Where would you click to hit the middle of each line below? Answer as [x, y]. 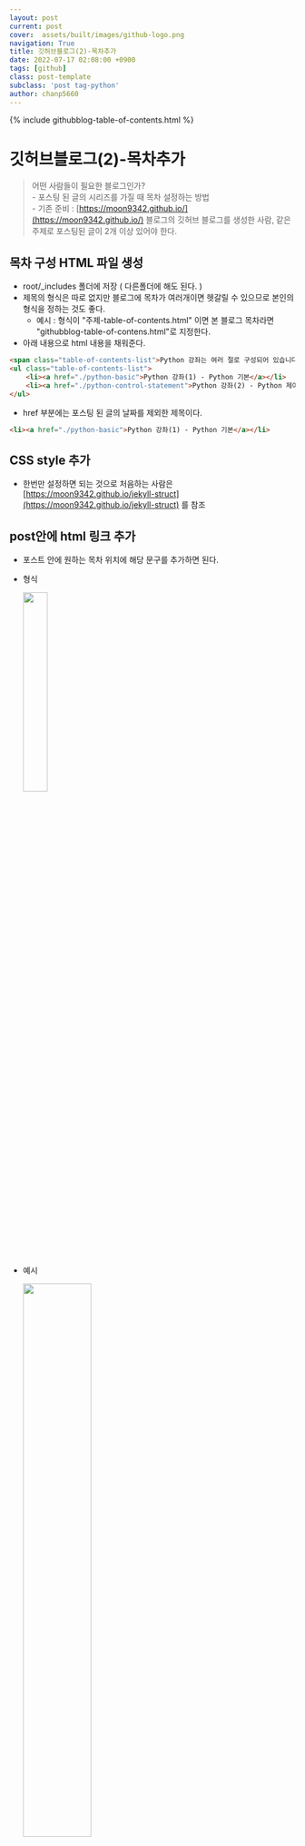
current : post [36, 26]
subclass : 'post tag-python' [64, 85]
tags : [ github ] [38, 69]
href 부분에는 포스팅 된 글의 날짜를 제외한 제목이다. [112, 412]
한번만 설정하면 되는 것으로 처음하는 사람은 [98, 484]
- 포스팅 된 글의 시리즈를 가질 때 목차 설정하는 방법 [121, 197]
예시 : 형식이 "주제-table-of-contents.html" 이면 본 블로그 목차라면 [155, 321]
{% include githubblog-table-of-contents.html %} [102, 120]
